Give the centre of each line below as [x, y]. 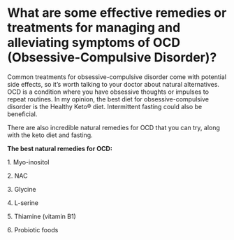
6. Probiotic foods [33, 230]
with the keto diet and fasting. [50, 135]
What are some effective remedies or [117, 13]
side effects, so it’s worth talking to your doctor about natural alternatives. [114, 84]
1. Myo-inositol [28, 162]
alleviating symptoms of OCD [94, 43]
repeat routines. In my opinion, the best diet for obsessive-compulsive [108, 99]
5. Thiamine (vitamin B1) [42, 216]
